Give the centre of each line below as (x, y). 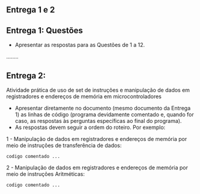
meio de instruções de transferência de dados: (64, 145)
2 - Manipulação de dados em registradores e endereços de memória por (97, 167)
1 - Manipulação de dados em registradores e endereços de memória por (97, 139)
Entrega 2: (26, 76)
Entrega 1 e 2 (31, 10)
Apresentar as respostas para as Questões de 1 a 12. (80, 45)
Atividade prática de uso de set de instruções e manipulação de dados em (98, 90)
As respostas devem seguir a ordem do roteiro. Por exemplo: (90, 127)
